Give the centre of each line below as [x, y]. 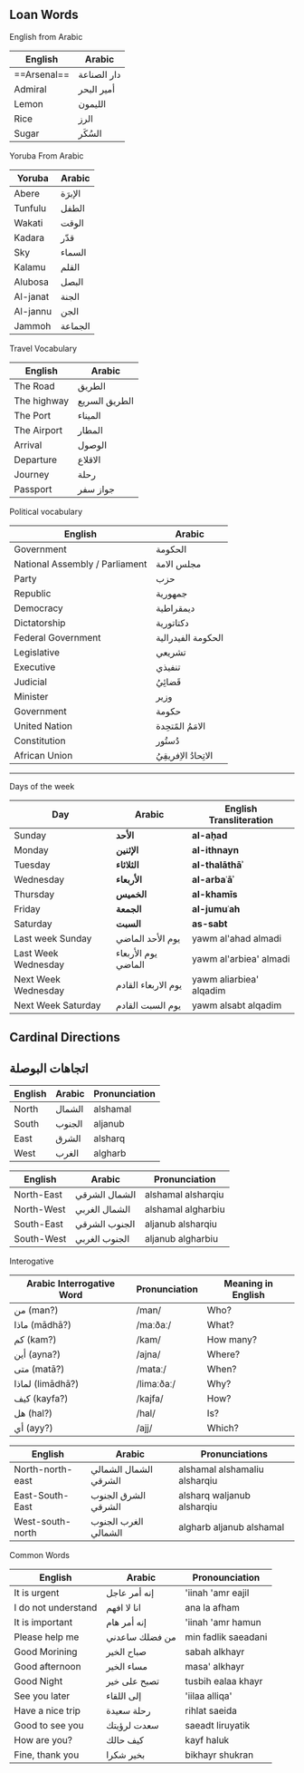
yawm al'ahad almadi [237, 938]
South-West [40, 1239]
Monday [32, 849]
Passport [33, 489]
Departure [35, 460]
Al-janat [32, 296]
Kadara [29, 237]
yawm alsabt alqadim [237, 1005]
